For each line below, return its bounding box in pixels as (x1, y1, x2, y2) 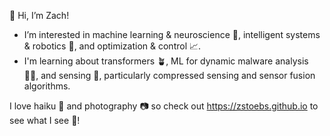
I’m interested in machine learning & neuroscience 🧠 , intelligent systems (23, 29, 321, 40)
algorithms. (23, 80, 71, 92)
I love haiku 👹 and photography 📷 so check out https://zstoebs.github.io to (9, 100, 319, 112)
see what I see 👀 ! (9, 115, 81, 126)
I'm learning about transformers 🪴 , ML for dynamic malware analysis (23, 55, 309, 67)
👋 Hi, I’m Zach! (9, 10, 70, 21)
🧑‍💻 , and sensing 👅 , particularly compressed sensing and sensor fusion (23, 70, 316, 81)
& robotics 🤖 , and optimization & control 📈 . (23, 40, 202, 52)
